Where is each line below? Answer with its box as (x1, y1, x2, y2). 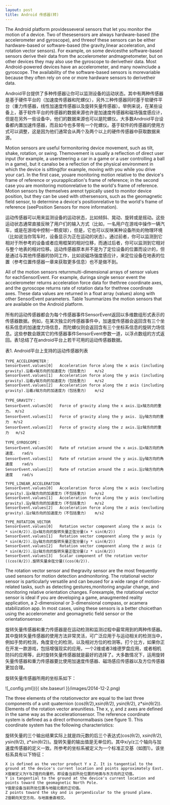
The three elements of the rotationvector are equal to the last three (5, 695, 144, 701)
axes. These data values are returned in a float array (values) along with (5, 290, 155, 296)
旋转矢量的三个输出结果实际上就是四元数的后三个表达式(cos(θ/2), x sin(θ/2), (5, 732, 163, 738)
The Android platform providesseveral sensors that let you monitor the (5, 26, 152, 32)
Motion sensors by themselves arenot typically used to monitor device (5, 188, 152, 194)
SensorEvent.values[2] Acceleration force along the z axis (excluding (5, 505, 164, 510)
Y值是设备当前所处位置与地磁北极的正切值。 (5, 785, 83, 790)
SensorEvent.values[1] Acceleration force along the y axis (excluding (5, 495, 164, 500)
